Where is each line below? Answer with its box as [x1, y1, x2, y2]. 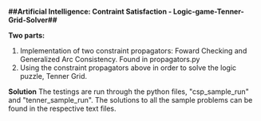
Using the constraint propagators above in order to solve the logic [19, 63, 237, 72]
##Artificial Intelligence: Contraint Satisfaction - [8, 7, 172, 16]
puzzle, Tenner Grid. [19, 72, 88, 80]
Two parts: [8, 31, 45, 40]
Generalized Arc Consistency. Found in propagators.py [19, 55, 200, 64]
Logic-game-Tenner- [172, 7, 245, 16]
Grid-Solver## [8, 15, 57, 25]
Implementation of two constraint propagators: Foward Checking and [19, 46, 247, 55]
